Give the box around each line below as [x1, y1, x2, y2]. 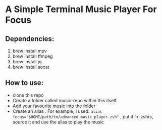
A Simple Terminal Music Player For [5, 4, 157, 15]
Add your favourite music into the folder [12, 103, 96, 109]
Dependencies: [5, 34, 55, 43]
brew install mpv [12, 48, 47, 54]
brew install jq [12, 59, 42, 64]
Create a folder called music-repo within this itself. [12, 97, 118, 103]
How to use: [5, 78, 44, 87]
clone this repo [12, 92, 44, 98]
